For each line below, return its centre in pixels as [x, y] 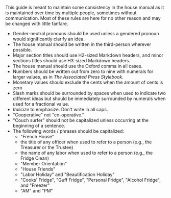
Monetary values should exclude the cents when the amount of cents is [88, 82]
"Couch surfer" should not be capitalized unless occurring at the [81, 120]
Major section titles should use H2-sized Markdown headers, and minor [88, 55]
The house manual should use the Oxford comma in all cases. [78, 66]
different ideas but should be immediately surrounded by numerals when [89, 98]
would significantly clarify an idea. [49, 39]
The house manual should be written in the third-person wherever [82, 44]
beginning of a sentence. [39, 126]
